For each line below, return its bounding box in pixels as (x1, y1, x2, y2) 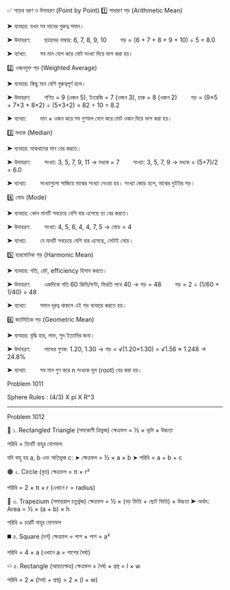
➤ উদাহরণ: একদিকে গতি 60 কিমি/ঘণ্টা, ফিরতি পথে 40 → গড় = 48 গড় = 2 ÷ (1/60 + (7, 281, 220, 288)
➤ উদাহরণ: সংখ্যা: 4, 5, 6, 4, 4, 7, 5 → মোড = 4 (7, 223, 132, 231)
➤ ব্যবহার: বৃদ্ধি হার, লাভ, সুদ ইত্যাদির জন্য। (7, 331, 95, 339)
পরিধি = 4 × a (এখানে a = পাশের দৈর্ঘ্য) (7, 548, 91, 556)
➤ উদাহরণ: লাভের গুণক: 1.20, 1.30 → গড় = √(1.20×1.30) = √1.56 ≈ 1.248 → (7, 345, 207, 353)
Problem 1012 (7, 413, 45, 421)
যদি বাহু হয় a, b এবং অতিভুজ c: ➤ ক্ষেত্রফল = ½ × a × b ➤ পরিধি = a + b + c (7, 453, 183, 462)
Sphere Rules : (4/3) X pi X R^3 (7, 393, 94, 401)
